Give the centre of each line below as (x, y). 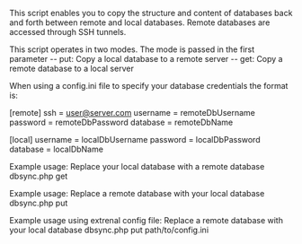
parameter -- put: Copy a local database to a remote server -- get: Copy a (146, 59)
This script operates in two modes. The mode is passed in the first (132, 49)
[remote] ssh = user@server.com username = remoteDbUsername (133, 113)
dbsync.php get (39, 176)
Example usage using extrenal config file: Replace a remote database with (146, 220)
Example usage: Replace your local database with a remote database (137, 166)
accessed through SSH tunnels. (68, 32)
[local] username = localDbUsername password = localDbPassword (135, 139)
